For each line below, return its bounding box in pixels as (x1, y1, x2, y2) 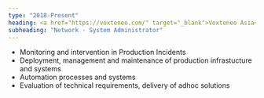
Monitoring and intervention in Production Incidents (19, 48, 186, 57)
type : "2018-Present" (8, 11, 79, 20)
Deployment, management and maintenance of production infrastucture (19, 56, 253, 65)
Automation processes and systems (19, 72, 136, 82)
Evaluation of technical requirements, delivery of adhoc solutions (19, 81, 230, 90)
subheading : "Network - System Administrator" (8, 26, 163, 34)
